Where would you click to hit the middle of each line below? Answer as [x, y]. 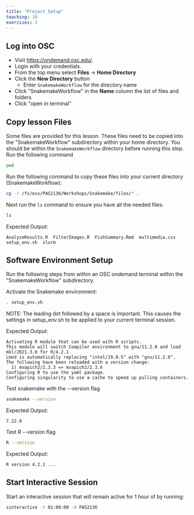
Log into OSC [30, 46]
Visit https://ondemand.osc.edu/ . [54, 60]
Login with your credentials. [48, 66]
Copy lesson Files [39, 122]
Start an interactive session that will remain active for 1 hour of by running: [95, 496]
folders [23, 98]
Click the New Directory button [52, 79]
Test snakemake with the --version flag [53, 389]
